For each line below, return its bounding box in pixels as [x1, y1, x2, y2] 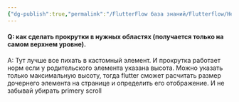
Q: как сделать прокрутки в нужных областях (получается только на [7, 33, 224, 41]
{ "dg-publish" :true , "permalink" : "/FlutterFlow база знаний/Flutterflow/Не [7, 10, 234, 18]
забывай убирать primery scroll [7, 86, 102, 95]
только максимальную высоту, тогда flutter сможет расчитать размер [7, 71, 222, 79]
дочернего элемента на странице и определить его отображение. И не [7, 78, 225, 87]
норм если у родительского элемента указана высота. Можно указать [7, 63, 223, 72]
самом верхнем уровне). [7, 40, 87, 49]
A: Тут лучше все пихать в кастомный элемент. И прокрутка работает [7, 56, 221, 64]
